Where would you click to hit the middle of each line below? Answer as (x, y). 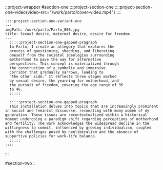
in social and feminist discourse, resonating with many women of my (77, 111)
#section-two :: (20, 163)
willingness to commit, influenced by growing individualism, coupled (78, 128)
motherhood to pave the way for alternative (55, 59)
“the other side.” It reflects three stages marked (63, 76)
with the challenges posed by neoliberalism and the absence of (72, 132)
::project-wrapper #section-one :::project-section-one (59, 7)
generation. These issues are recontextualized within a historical (76, 115)
